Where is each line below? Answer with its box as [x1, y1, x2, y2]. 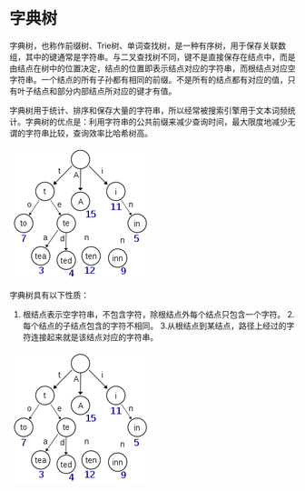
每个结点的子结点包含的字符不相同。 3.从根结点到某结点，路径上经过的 [22, 320, 288, 331]
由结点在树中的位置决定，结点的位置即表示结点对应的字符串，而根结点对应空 [9, 63, 296, 74]
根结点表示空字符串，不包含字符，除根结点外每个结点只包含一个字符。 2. [22, 308, 295, 319]
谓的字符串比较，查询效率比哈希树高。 [9, 127, 152, 138]
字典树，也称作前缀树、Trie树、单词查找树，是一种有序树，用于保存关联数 [9, 40, 287, 51]
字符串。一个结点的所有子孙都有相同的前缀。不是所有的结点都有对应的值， [9, 74, 288, 85]
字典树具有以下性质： [9, 289, 89, 300]
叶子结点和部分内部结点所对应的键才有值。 [16, 85, 177, 96]
